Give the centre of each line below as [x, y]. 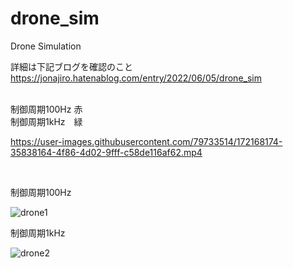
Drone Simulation [46, 46]
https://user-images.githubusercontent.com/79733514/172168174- [146, 141]
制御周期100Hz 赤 [46, 109]
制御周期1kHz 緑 [46, 121]
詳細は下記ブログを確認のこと [71, 66]
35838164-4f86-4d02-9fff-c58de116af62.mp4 [106, 152]
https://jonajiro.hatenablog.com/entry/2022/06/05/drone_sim [136, 78]
